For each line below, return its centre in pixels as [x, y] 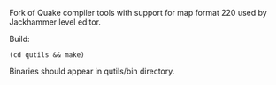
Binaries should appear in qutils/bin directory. [92, 71]
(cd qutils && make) [47, 55]
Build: [19, 39]
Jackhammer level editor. [55, 22]
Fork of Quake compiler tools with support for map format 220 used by [138, 13]
